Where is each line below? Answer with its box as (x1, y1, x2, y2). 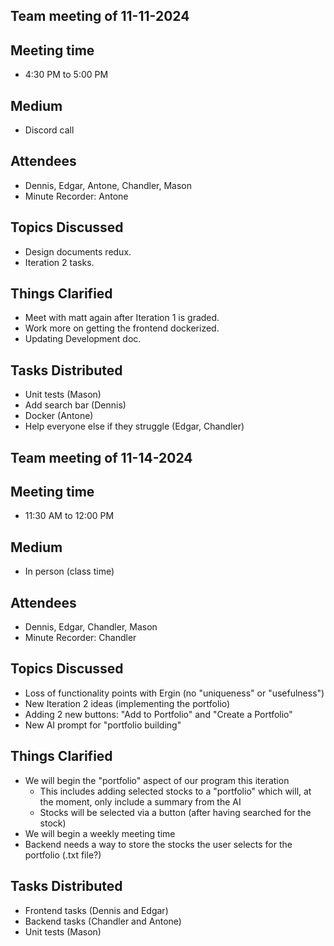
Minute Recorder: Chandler (24, 632, 137, 644)
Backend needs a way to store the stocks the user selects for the (24, 838, 293, 850)
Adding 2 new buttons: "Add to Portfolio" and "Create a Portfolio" (24, 708, 293, 720)
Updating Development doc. (24, 333, 142, 345)
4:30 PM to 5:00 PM (24, 69, 109, 81)
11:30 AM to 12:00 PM (24, 510, 115, 522)
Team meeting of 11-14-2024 (10, 449, 193, 466)
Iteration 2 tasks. (24, 256, 95, 268)
